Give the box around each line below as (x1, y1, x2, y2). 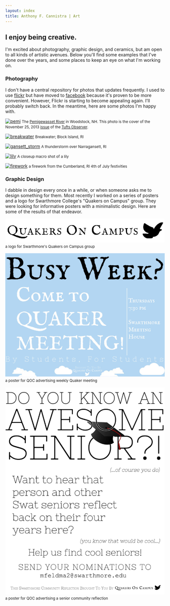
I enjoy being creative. (5, 33, 77, 42)
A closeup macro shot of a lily (17, 154, 69, 159)
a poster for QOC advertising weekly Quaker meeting (5, 378, 98, 383)
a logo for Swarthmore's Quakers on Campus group (5, 244, 95, 249)
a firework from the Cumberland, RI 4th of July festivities (28, 164, 127, 169)
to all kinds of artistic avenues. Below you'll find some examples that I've (5, 52, 157, 58)
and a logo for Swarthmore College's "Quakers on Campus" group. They (5, 198, 156, 204)
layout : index (5, 8, 35, 13)
